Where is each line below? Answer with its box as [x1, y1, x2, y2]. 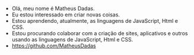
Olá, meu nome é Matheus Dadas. [11, 5, 95, 12]
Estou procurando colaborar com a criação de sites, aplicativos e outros [11, 30, 188, 37]
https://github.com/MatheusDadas [11, 42, 96, 49]
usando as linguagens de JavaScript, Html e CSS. [11, 36, 133, 43]
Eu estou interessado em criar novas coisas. [11, 11, 120, 18]
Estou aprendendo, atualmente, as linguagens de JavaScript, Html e [11, 18, 178, 24]
